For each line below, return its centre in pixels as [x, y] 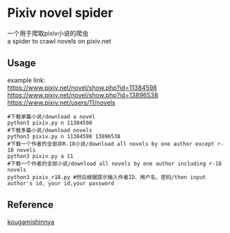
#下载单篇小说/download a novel [52, 116]
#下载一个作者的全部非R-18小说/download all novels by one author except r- [116, 144]
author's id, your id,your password [61, 183]
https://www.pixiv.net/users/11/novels [61, 102]
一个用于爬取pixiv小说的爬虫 [48, 33]
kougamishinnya [31, 222]
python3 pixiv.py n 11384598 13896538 [64, 136]
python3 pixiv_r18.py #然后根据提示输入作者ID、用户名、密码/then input [107, 177]
